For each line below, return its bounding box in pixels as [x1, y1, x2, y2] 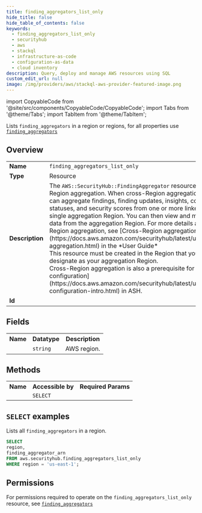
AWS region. [65, 344, 100, 353]
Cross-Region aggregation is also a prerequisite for [49, 264, 195, 272]
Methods [6, 365, 41, 375]
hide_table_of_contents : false [6, 20, 85, 26]
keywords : [6, 25, 31, 32]
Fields [6, 317, 30, 327]
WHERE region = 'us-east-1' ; [6, 461, 79, 467]
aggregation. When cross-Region [70, 189, 165, 197]
